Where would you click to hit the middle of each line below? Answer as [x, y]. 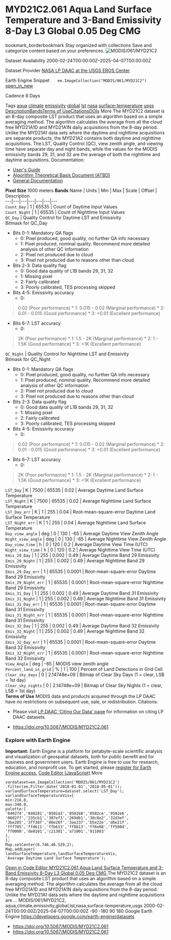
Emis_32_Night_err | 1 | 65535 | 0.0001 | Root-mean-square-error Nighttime [84, 653]
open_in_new [19, 86]
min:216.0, [17, 800]
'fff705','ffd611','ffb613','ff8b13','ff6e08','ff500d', [67, 827]
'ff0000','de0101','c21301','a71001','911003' [56, 831]
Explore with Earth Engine [38, 740]
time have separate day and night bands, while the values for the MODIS [81, 149]
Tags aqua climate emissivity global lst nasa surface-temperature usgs [80, 105]
